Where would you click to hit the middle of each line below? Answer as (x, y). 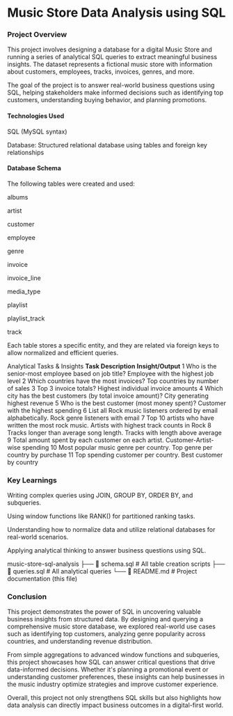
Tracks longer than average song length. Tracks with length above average (115, 432)
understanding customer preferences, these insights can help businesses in (116, 677)
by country (23, 462)
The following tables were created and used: (71, 184)
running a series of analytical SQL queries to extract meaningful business (112, 57)
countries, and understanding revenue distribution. (80, 642)
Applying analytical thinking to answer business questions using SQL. (107, 551)
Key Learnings (32, 480)
